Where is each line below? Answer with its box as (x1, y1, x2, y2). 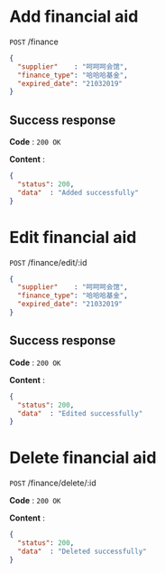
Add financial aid (9, 6, 139, 27)
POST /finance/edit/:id (9, 257, 87, 268)
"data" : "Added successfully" (17, 188, 140, 197)
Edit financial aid (9, 227, 137, 248)
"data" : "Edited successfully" (17, 409, 143, 418)
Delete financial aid (9, 447, 157, 468)
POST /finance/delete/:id (9, 477, 96, 489)
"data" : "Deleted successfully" (17, 547, 147, 556)
